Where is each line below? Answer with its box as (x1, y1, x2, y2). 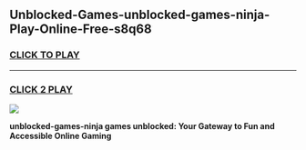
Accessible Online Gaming (9, 130, 112, 141)
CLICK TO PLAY (9, 49, 80, 62)
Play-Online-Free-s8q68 (9, 22, 152, 37)
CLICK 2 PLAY (9, 83, 73, 95)
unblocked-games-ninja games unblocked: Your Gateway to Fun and (9, 120, 275, 131)
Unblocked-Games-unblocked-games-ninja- (9, 7, 270, 23)
